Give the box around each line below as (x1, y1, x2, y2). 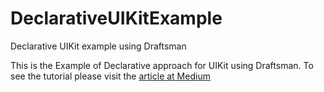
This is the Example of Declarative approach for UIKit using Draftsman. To (10, 59, 314, 71)
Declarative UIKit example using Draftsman (10, 40, 187, 52)
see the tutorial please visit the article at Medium (10, 70, 211, 82)
